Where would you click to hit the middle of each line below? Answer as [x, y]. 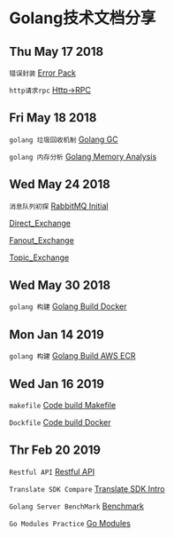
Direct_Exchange [40, 223]
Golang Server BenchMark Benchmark [76, 506]
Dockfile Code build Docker [60, 422]
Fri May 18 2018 [53, 118]
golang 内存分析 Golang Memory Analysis [83, 156]
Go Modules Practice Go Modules [70, 523]
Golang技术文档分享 [83, 18]
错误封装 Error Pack [43, 73]
